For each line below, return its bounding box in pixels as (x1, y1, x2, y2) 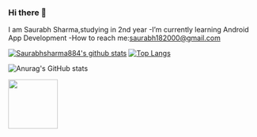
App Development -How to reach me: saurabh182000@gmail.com (8, 33, 221, 43)
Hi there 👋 (8, 7, 47, 18)
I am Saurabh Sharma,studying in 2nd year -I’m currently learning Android (8, 25, 249, 35)
